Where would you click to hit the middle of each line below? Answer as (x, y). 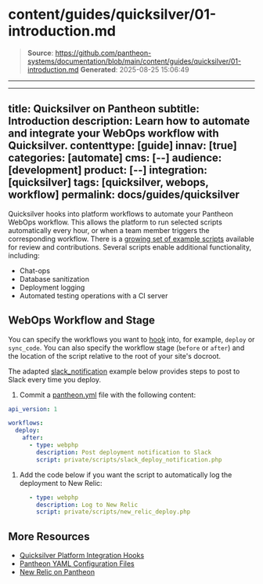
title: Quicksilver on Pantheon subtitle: (104, 109)
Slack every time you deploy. (55, 379)
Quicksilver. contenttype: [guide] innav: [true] (122, 146)
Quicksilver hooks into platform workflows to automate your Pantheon (121, 214)
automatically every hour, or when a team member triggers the (109, 230)
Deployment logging (52, 287)
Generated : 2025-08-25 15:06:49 (135, 69)
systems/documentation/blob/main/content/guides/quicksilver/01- (134, 61)
